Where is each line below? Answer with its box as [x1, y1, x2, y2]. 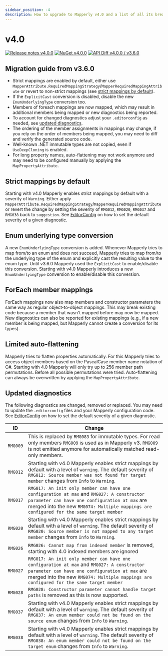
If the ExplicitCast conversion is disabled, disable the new [12, 93, 134, 100]
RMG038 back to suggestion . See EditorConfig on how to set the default [5, 212, 149, 218]
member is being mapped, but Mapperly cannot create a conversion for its [5, 320, 158, 326]
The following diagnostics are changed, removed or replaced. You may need [5, 402, 162, 408]
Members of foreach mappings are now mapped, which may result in [12, 104, 155, 110]
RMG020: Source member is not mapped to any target [28, 529, 154, 535]
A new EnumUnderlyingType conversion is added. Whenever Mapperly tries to [5, 244, 162, 250]
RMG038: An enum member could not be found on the [28, 638, 151, 644]
